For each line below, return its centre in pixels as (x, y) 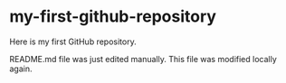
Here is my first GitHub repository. (73, 41)
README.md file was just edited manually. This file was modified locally (143, 59)
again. (21, 69)
